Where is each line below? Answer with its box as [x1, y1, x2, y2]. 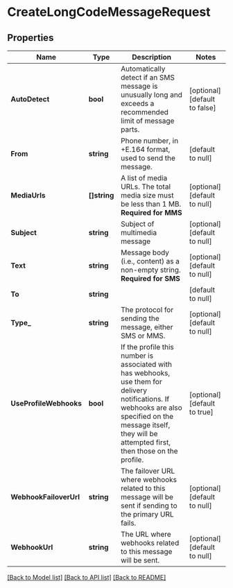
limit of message [120, 116, 175, 126]
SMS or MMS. [120, 331, 166, 340]
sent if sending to [120, 501, 178, 510]
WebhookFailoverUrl [10, 492, 80, 501]
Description [131, 53, 172, 62]
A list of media [120, 173, 168, 182]
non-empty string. [120, 265, 182, 275]
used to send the [120, 153, 175, 163]
